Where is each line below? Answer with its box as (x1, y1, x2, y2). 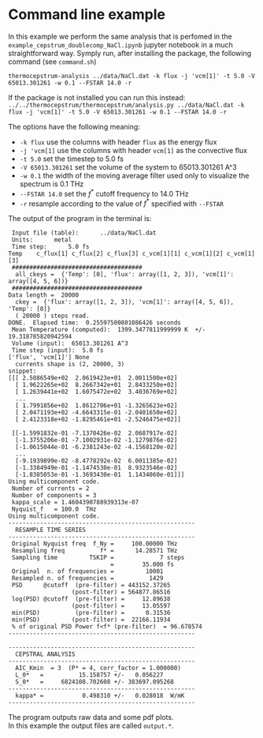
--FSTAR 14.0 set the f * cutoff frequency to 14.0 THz (19, 187, 189, 198)
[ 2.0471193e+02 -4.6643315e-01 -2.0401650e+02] (15, 409, 178, 417)
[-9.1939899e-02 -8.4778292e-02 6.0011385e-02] (15, 457, 178, 465)
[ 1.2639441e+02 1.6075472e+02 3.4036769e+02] (15, 388, 178, 396)
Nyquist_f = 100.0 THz (11, 505, 97, 514)
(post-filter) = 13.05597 (71, 602, 171, 610)
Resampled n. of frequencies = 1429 (11, 575, 164, 583)
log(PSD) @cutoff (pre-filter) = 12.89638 (11, 595, 171, 603)
